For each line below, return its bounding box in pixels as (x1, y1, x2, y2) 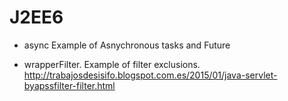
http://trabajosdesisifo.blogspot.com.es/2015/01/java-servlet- (23, 69, 278, 81)
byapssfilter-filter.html (23, 79, 116, 91)
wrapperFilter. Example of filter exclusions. (23, 58, 201, 70)
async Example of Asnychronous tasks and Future (23, 39, 231, 51)
